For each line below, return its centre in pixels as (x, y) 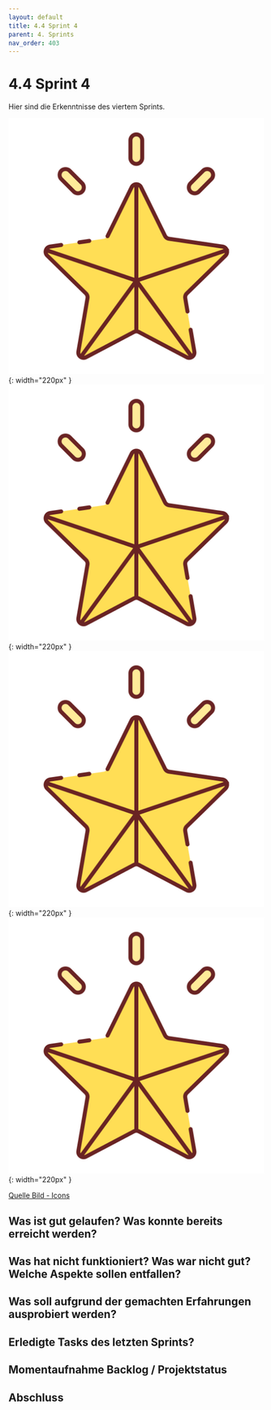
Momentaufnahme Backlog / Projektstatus (118, 1370)
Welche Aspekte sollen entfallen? (95, 1274)
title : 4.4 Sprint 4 (43, 26)
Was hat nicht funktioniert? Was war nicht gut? (130, 1261)
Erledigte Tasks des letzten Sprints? (101, 1342)
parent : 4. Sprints (41, 34)
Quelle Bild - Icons (39, 1195)
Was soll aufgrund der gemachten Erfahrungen (130, 1302)
